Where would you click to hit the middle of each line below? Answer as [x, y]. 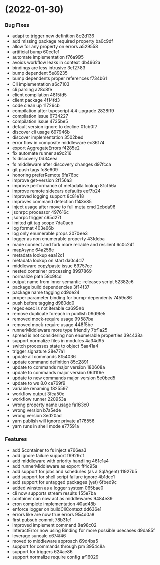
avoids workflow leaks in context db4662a [56, 63]
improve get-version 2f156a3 [42, 180]
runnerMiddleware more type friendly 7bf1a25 [60, 330]
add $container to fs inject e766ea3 [49, 450]
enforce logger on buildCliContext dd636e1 [57, 509]
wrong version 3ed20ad [37, 416]
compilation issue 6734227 [40, 116]
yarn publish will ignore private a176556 [53, 421]
